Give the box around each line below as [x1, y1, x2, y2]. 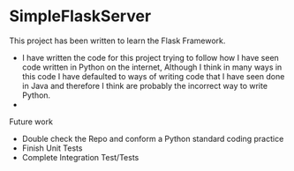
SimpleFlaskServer [9, 6, 152, 26]
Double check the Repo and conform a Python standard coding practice [21, 133, 284, 144]
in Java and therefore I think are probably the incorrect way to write [21, 80, 268, 91]
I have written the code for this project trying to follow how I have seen [21, 52, 280, 63]
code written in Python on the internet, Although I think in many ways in [21, 62, 283, 72]
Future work [9, 116, 53, 127]
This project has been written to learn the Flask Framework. [9, 35, 226, 46]
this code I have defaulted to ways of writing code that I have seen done [21, 71, 285, 81]
